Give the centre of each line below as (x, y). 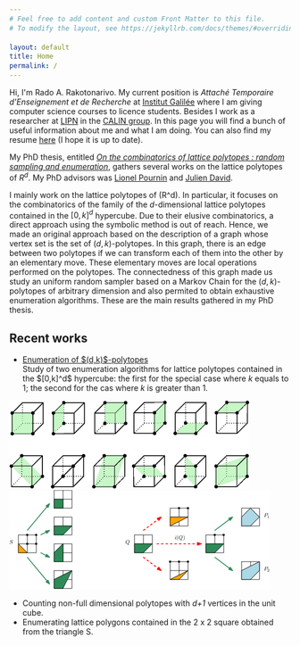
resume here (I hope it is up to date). (76, 140)
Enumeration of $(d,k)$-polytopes (85, 360)
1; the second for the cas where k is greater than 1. (115, 388)
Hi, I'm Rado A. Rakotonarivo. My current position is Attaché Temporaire (142, 92)
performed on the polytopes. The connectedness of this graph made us (141, 272)
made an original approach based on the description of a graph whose (139, 234)
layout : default (39, 47)
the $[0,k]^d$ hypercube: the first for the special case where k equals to (155, 378)
